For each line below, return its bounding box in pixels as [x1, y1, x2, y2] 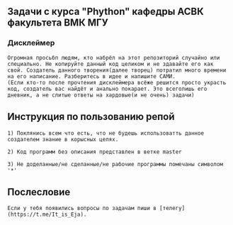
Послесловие [7, 186, 71, 198]
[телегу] [159, 205, 186, 212]
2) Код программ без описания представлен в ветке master [7, 148, 182, 155]
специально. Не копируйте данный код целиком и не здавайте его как [7, 60, 214, 67]
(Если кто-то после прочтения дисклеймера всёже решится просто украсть [7, 79, 227, 86]
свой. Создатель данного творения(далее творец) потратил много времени [7, 67, 227, 74]
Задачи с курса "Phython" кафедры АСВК [7, 6, 204, 18]
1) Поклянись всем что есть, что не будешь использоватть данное [7, 129, 204, 137]
